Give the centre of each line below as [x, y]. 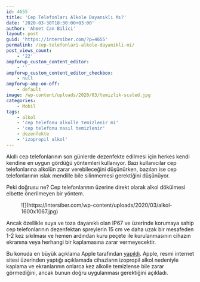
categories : [21, 100]
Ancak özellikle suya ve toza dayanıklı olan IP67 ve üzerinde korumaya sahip [100, 223]
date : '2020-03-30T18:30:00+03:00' [50, 23]
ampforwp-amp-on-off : [33, 84]
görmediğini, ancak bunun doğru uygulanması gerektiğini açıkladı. [87, 272]
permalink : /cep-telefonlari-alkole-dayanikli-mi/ [70, 45]
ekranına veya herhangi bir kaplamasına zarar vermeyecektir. [81, 242]
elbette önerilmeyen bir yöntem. [45, 193]
